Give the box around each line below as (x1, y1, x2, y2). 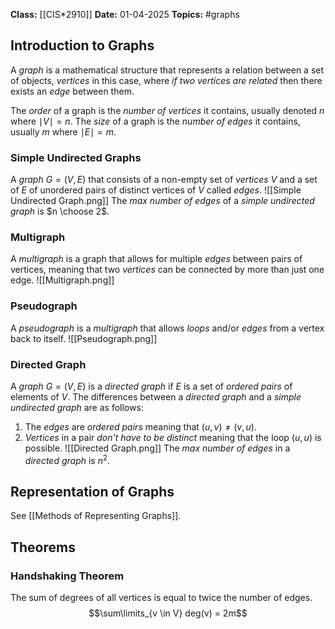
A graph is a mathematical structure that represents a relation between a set (10, 64, 325, 76)
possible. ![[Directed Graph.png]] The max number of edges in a (24, 442, 291, 454)
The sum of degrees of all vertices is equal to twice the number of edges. (10, 592, 313, 604)
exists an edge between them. (10, 85, 135, 97)
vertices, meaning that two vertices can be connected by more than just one (10, 264, 325, 276)
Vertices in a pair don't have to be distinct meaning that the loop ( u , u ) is (24, 432, 322, 443)
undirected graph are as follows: (10, 402, 144, 413)
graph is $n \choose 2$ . (10, 205, 110, 218)
